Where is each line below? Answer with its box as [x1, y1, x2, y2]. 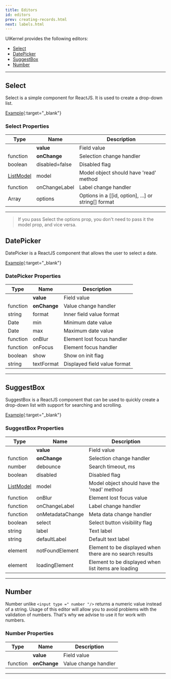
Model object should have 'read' [79, 169, 157, 176]
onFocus [33, 344, 53, 351]
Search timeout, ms [89, 463, 135, 470]
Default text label [89, 535, 130, 543]
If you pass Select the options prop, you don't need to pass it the [17, 216, 154, 222]
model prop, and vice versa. [17, 222, 77, 228]
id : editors [5, 12, 31, 17]
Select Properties [5, 123, 49, 130]
